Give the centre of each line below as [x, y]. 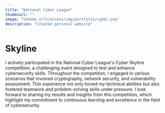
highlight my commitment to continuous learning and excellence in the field [82, 100]
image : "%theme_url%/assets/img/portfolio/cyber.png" [62, 19]
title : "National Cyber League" [39, 10]
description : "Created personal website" [49, 24]
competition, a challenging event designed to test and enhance [70, 68]
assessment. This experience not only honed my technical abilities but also [82, 84]
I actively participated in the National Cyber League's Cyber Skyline [75, 63]
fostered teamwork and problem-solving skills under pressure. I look [75, 89]
